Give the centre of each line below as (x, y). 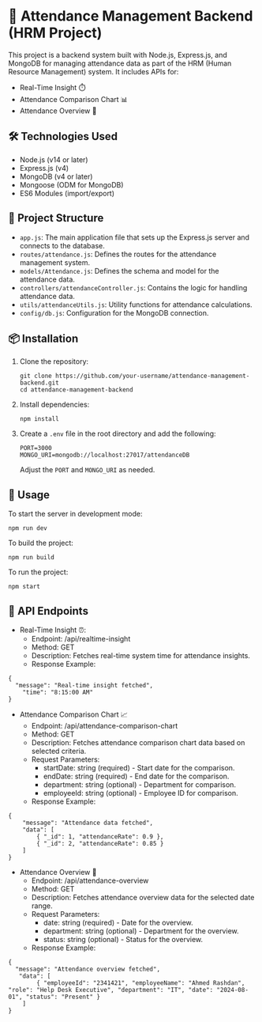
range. (42, 906)
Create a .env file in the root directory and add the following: (118, 433)
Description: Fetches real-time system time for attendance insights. (141, 655)
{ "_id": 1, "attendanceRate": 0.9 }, (100, 837)
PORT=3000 (36, 449)
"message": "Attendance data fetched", (88, 823)
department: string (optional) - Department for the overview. (141, 931)
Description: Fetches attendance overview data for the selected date (143, 897)
